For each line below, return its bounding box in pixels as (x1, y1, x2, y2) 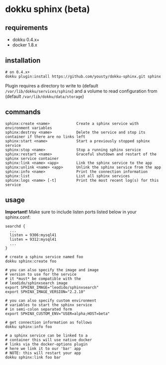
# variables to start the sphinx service (5, 303, 92, 308)
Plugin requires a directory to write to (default (5, 82, 98, 88)
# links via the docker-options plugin (5, 342, 88, 347)
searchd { (5, 224, 26, 229)
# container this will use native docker (5, 338, 92, 343)
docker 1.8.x (12, 42, 37, 48)
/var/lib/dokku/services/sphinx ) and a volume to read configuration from (5, 88, 158, 94)
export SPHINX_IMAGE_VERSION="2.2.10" (5, 290, 85, 295)
